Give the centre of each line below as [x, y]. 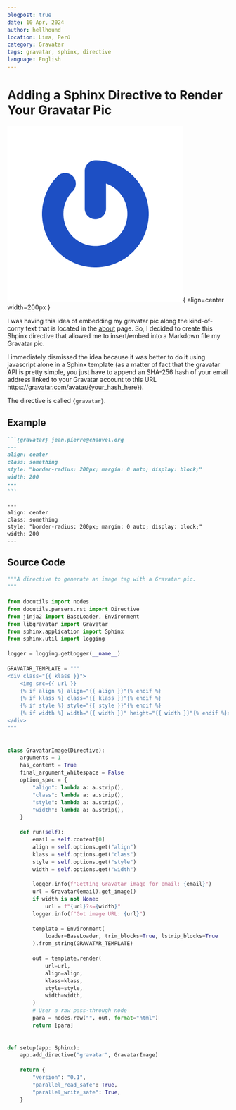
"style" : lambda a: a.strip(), [78, 802]
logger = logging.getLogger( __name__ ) [64, 654]
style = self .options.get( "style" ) [85, 862]
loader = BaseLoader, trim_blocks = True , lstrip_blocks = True [131, 936]
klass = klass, [64, 981]
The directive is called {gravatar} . [57, 400]
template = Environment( [69, 929]
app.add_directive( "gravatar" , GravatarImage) [89, 1055]
